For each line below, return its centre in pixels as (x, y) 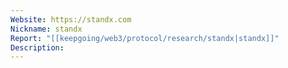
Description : (37, 47)
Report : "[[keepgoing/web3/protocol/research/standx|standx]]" (145, 38)
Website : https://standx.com (71, 19)
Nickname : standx (46, 29)
